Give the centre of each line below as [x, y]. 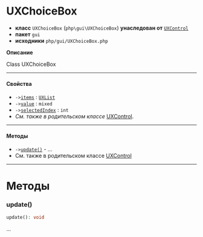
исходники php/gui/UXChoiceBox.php [62, 41]
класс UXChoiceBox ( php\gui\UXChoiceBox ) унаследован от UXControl [101, 28]
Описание [20, 52]
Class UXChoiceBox [31, 64]
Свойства [19, 83]
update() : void [25, 217]
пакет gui [27, 34]
